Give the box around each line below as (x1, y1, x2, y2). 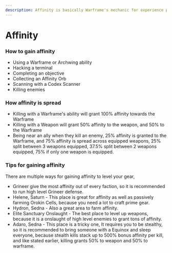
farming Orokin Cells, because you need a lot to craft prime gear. (12, 199, 150, 205)
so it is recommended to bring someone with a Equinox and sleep (12, 226, 151, 233)
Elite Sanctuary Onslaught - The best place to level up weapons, (12, 210, 148, 216)
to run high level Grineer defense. (12, 189, 83, 195)
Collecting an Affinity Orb (12, 76, 67, 82)
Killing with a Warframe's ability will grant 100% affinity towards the (12, 111, 155, 117)
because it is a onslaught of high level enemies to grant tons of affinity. (12, 216, 162, 222)
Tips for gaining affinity (5, 162, 65, 169)
